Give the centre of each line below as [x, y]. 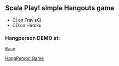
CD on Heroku [27, 25]
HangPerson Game [25, 58]
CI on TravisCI [27, 20]
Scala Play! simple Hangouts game [60, 8]
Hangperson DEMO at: [33, 38]
